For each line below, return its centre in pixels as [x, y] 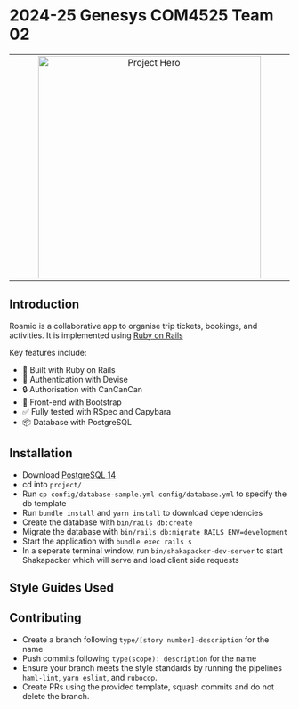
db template [44, 503]
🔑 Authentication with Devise [75, 379]
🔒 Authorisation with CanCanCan [82, 389]
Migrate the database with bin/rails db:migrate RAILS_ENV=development [155, 531]
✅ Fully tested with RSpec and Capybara [97, 411]
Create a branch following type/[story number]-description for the [145, 639]
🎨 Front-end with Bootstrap [72, 402]
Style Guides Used [61, 588]
